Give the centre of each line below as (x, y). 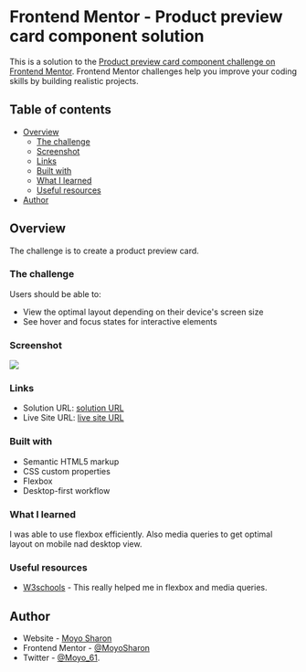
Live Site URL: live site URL (74, 418)
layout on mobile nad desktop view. (76, 544)
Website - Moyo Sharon (67, 638)
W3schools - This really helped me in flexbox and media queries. (145, 588)
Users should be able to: (56, 293)
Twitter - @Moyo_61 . (61, 658)
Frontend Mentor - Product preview (146, 17)
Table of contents (60, 110)
